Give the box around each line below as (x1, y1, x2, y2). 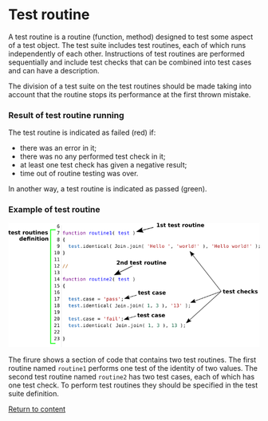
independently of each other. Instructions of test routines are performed (8, 49, 245, 58)
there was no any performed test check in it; (19, 151, 166, 161)
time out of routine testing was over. (19, 169, 139, 179)
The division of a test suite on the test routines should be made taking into (8, 81, 252, 91)
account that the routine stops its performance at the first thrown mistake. (8, 89, 251, 99)
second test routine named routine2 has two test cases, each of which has (8, 372, 255, 381)
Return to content (8, 404, 66, 414)
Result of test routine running (8, 109, 125, 120)
